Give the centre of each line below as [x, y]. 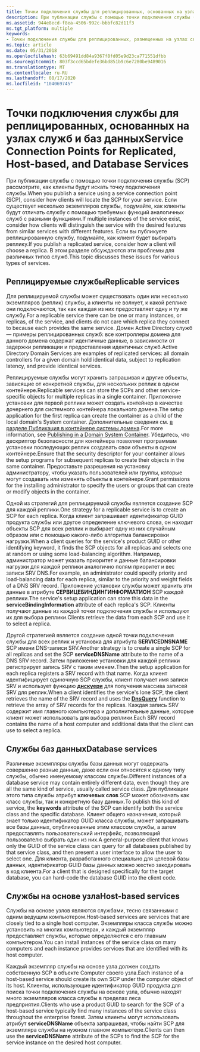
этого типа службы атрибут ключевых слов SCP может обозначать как [98, 795]
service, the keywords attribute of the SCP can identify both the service [95, 808]
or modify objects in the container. [48, 491]
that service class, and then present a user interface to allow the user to [94, 852]
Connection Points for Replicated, [91, 151]
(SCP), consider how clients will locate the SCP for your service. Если [92, 199]
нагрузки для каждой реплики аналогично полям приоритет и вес [90, 566]
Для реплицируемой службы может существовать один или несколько [97, 296]
